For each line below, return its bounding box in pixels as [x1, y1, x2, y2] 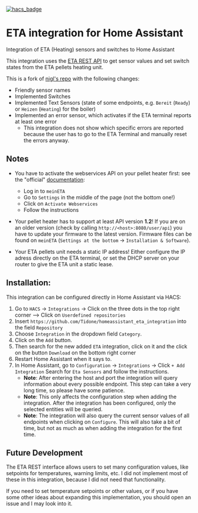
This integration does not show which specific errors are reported [23, 124, 184, 131]
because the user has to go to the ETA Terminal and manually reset [23, 130, 187, 137]
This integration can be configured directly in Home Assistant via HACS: [6, 293, 181, 301]
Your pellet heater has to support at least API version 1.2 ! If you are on [14, 218, 186, 225]
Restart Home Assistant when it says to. [14, 355, 112, 362]
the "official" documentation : [14, 176, 85, 183]
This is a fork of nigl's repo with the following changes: [6, 75, 140, 82]
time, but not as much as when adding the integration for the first [23, 424, 182, 431]
